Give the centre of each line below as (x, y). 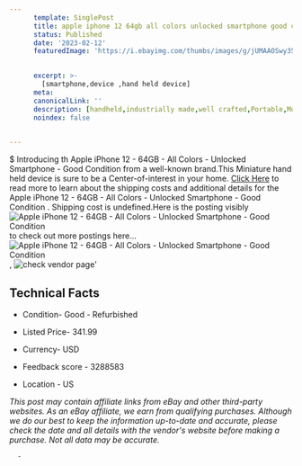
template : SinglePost (74, 18)
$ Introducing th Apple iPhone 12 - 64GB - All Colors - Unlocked (128, 159)
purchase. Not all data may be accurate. (84, 439)
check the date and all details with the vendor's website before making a (145, 430)
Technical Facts (55, 293)
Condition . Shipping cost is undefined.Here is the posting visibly (129, 207)
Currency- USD (51, 349)
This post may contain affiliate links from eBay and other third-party (136, 401)
